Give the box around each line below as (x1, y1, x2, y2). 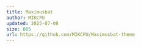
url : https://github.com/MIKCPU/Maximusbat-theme (6, 32, 136, 38)
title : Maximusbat (6, 9, 53, 15)
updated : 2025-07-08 (6, 20, 59, 26)
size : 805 (6, 26, 32, 32)
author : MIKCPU (6, 15, 45, 21)
